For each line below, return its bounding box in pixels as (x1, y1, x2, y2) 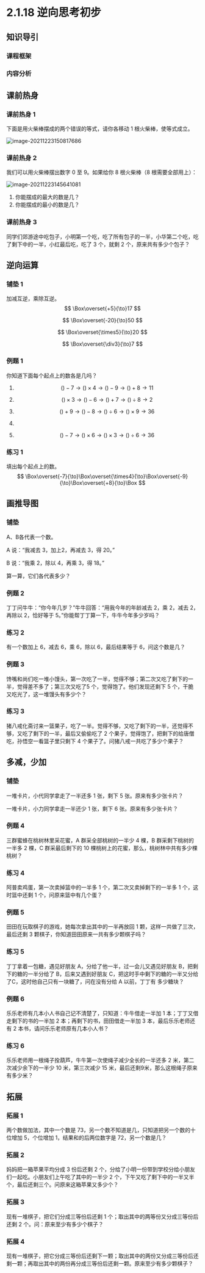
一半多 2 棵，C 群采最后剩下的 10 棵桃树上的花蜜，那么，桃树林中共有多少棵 (6, 844, 198, 852)
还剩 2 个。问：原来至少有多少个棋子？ (6, 1220, 104, 1228)
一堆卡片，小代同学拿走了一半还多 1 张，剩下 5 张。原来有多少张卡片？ (6, 792, 184, 799)
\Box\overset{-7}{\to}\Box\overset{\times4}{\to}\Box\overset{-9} (25, 473, 189, 480)
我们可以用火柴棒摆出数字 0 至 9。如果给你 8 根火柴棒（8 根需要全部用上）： (6, 169, 197, 176)
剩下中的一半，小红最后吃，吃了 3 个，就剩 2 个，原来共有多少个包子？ (11, 241, 190, 248)
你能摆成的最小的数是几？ (15, 201, 80, 208)
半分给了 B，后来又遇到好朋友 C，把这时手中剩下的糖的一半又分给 (32, 970, 199, 977)
